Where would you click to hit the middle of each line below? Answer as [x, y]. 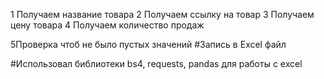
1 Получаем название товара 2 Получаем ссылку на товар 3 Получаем [162, 14]
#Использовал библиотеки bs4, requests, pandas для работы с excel [156, 63]
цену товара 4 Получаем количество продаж [107, 25]
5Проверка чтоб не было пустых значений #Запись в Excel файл [148, 44]
